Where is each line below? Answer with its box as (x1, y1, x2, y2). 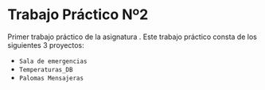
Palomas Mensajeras (18, 74, 84, 82)
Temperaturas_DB (18, 65, 73, 73)
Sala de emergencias (18, 57, 88, 65)
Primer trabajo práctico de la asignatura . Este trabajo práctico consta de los (7, 32, 258, 41)
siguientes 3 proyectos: (7, 40, 84, 49)
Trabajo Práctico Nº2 (7, 6, 149, 24)
